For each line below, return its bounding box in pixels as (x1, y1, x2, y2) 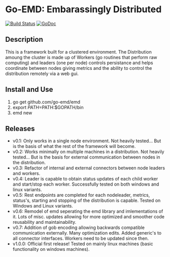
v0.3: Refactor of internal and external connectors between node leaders (12, 165, 165, 171)
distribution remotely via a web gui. (5, 70, 79, 76)
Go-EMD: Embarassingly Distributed (5, 4, 162, 15)
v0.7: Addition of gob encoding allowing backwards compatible (12, 224, 145, 230)
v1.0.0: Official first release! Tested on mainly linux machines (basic (12, 241, 153, 247)
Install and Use (5, 85, 53, 94)
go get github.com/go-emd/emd (12, 98, 80, 105)
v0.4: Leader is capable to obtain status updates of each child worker (12, 176, 158, 182)
